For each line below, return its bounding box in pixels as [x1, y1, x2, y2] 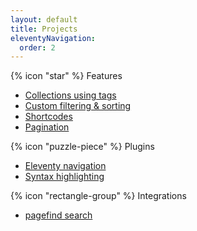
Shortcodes [24, 111, 73, 123]
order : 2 [19, 42, 56, 53]
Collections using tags [24, 89, 117, 101]
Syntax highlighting [24, 171, 105, 183]
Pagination [24, 121, 70, 133]
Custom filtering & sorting [24, 100, 132, 112]
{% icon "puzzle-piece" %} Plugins [10, 141, 155, 153]
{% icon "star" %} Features [10, 70, 123, 82]
